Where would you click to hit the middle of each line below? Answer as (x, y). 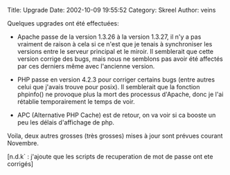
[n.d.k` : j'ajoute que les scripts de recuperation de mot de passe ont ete (110, 156)
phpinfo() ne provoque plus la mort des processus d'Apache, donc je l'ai (120, 94)
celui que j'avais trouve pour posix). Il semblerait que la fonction (108, 87)
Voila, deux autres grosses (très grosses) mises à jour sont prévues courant (115, 136)
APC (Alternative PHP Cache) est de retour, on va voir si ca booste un (116, 115)
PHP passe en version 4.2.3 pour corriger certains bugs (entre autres (116, 80)
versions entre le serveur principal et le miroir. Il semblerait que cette (115, 52)
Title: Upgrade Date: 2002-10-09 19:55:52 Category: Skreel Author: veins (112, 10)
